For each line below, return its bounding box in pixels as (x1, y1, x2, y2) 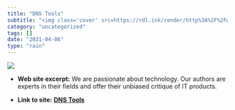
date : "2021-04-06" (7, 36, 64, 43)
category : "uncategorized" (7, 23, 86, 30)
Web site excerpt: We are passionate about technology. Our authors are (17, 74, 226, 83)
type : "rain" (7, 42, 45, 49)
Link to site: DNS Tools (17, 95, 85, 104)
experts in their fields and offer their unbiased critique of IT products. (17, 82, 218, 91)
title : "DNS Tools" (7, 10, 64, 17)
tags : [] (7, 29, 33, 37)
